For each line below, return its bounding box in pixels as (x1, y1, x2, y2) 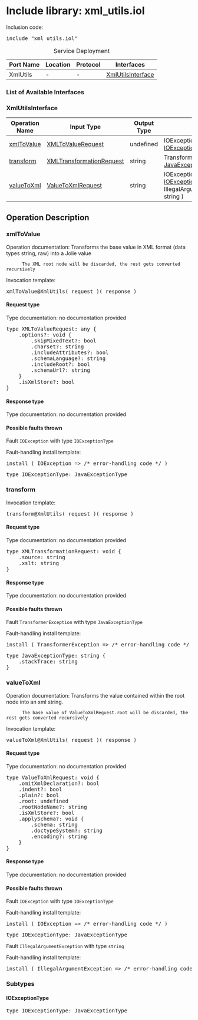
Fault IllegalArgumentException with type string (6, 943, 124, 950)
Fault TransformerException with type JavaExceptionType (6, 619, 143, 626)
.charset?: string (31, 344, 84, 350)
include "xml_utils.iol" (6, 35, 78, 42)
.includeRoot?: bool (31, 361, 90, 368)
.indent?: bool (18, 785, 62, 793)
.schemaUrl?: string (31, 367, 90, 374)
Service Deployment (53, 47, 110, 55)
